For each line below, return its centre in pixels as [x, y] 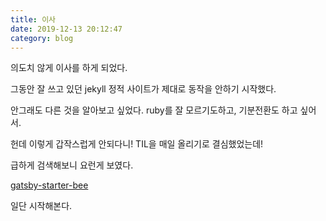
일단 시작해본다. [41, 206]
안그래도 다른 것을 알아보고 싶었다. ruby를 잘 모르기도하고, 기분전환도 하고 [154, 110]
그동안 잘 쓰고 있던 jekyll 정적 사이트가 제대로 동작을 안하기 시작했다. [143, 89]
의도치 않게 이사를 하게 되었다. [69, 68]
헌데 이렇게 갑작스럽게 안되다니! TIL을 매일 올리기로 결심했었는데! [137, 144]
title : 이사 [33, 19]
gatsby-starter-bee [49, 185]
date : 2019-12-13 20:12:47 [66, 29]
